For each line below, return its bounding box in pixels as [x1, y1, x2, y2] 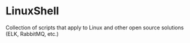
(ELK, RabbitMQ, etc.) [5, 30, 59, 37]
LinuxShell [5, 4, 59, 18]
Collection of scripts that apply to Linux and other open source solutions [5, 24, 184, 31]
